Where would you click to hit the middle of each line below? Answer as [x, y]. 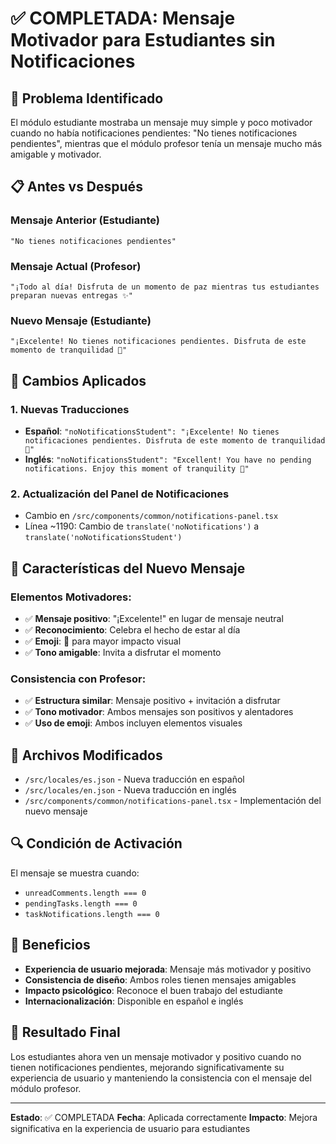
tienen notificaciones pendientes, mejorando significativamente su [147, 1067]
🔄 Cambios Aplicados [78, 380]
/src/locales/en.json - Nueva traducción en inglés [130, 790]
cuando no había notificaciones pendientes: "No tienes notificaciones [154, 133]
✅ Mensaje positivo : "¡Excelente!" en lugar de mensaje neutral [154, 618]
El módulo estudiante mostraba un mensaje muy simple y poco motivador [161, 122]
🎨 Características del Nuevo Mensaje [128, 568]
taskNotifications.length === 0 [92, 914]
